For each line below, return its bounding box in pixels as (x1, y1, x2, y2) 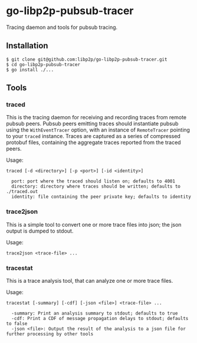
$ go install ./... (6, 67, 54, 73)
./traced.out (6, 189, 38, 195)
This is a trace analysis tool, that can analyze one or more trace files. (6, 277, 173, 285)
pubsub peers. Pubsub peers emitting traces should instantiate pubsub (6, 120, 179, 128)
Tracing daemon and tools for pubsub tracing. (6, 24, 118, 31)
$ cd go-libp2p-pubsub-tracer (6, 61, 81, 67)
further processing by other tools (6, 331, 94, 337)
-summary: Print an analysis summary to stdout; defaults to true (11, 311, 178, 316)
